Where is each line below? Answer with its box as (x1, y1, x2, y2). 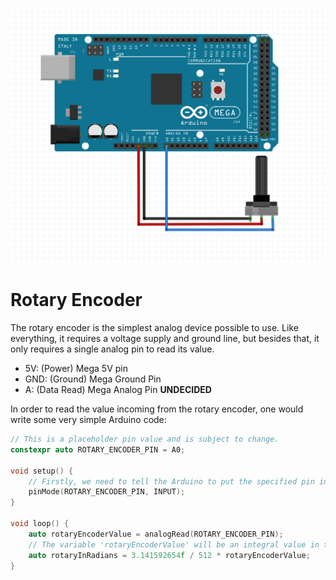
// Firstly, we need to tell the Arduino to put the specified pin (28, 476, 315, 487)
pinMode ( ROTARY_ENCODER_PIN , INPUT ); (28, 487, 186, 497)
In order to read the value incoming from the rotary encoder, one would (10, 403, 304, 415)
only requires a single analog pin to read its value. (10, 343, 215, 355)
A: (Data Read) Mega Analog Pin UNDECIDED (24, 384, 212, 395)
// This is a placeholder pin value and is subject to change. (10, 434, 280, 444)
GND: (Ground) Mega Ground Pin (24, 373, 162, 385)
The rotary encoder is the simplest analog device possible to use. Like (10, 322, 299, 333)
